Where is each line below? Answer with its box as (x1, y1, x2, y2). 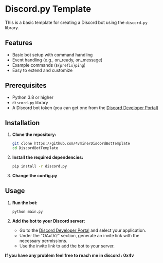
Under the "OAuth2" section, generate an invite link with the (19, 232, 140, 238)
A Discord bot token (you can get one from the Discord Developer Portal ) (12, 105, 159, 111)
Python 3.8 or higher (12, 94, 54, 100)
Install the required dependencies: (12, 154, 84, 160)
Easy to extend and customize (12, 67, 73, 73)
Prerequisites (5, 81, 47, 90)
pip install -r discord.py (12, 164, 67, 169)
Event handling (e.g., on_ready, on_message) (12, 57, 103, 63)
